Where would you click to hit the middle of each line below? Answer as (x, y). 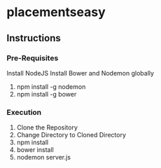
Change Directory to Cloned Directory (71, 135)
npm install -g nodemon (51, 86)
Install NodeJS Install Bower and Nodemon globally (80, 73)
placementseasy (56, 12)
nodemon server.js (44, 157)
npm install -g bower (47, 94)
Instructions (34, 38)
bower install (35, 150)
